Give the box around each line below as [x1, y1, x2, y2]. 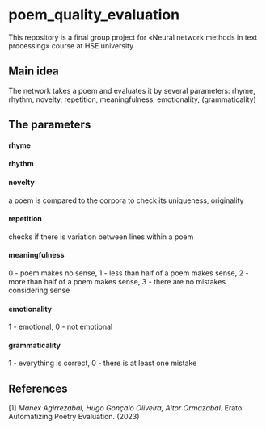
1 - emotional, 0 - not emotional [8, 322, 113, 332]
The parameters [8, 118, 91, 132]
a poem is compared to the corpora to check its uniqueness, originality [8, 196, 244, 205]
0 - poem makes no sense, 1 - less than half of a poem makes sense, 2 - [8, 268, 249, 278]
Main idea [8, 65, 59, 78]
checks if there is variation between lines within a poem [8, 232, 194, 242]
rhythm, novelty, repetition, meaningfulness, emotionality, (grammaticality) [8, 95, 256, 104]
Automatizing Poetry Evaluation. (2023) [8, 412, 140, 422]
